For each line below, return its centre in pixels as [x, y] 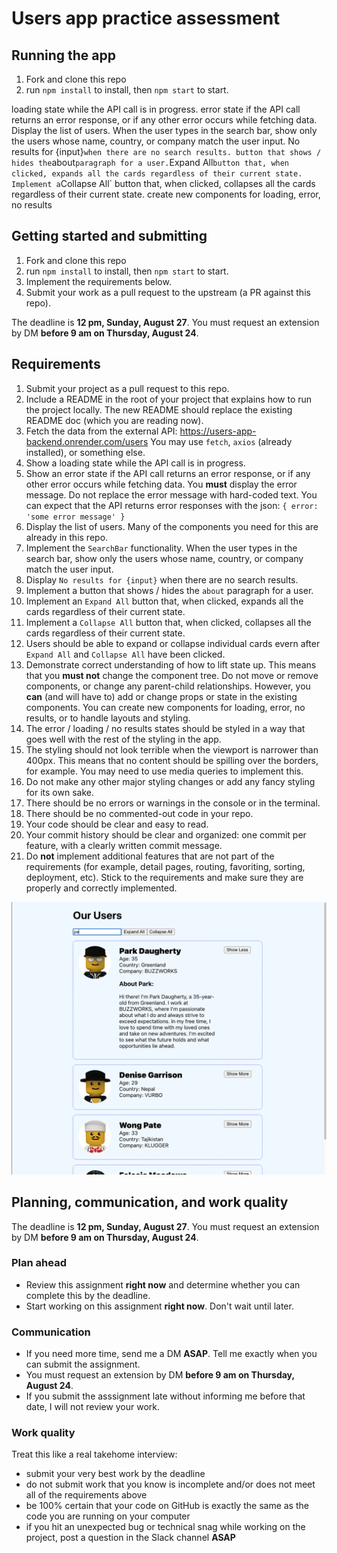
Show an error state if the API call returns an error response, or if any [168, 473]
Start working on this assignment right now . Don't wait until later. [159, 1306]
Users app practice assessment [146, 18]
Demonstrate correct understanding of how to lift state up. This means [171, 664]
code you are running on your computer [108, 1516]
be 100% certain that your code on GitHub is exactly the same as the [167, 1506]
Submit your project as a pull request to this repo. [127, 388]
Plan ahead [39, 1263]
